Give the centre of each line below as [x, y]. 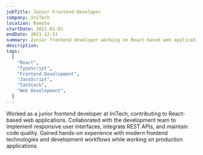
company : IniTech [28, 18]
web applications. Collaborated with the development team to [100, 120]
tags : [13, 51]
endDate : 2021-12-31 [32, 35]
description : [23, 46]
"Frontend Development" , [48, 74]
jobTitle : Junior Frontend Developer [54, 12]
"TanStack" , [32, 85]
